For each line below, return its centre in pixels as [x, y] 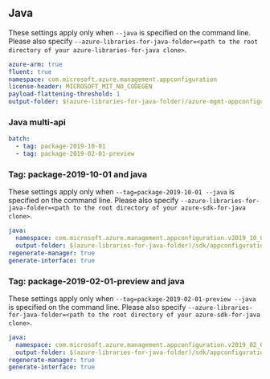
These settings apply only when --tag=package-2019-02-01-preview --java [132, 298]
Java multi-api [37, 122]
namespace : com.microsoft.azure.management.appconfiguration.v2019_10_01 [141, 238]
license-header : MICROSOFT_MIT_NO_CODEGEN [80, 87]
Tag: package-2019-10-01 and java [78, 174]
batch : [19, 139]
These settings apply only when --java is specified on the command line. [130, 32]
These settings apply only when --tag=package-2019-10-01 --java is [122, 192]
